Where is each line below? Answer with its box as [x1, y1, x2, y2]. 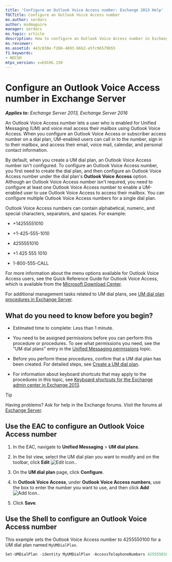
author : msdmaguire [5, 22, 47, 27]
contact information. [5, 147, 48, 153]
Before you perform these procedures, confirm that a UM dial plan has [12, 356, 161, 362]
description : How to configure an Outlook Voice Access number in [5, 36, 150, 42]
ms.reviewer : [5, 41, 33, 46]
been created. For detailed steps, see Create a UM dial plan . [12, 361, 140, 367]
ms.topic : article [5, 31, 45, 36]
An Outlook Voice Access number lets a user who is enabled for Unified [5, 120, 156, 126]
